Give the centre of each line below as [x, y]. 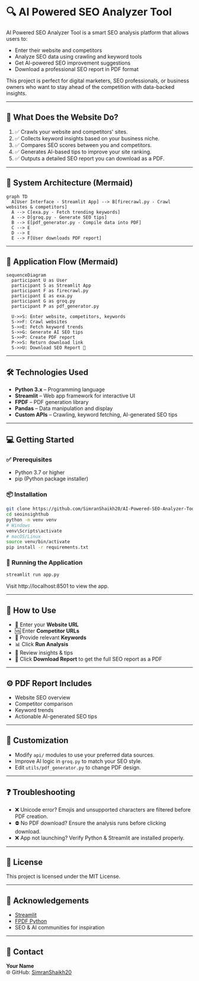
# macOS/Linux [24, 536]
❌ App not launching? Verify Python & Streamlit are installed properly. [99, 838]
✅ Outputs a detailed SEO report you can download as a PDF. [89, 158]
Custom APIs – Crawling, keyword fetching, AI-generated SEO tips [96, 415]
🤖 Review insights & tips [44, 653]
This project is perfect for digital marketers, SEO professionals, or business [98, 81]
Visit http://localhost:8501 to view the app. [58, 586]
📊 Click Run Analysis [41, 645]
